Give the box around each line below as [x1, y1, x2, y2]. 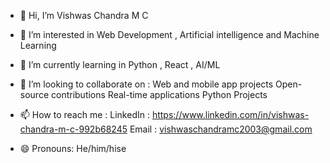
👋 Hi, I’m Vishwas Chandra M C [19, 10, 149, 21]
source [19, 89, 50, 100]
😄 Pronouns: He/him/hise [19, 143, 127, 154]
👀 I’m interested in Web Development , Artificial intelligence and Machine [19, 29, 320, 40]
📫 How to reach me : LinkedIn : [19, 109, 150, 120]
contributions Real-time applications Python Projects [50, 89, 268, 100]
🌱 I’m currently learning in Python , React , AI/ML [19, 59, 221, 70]
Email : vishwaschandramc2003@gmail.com [129, 123, 313, 135]
